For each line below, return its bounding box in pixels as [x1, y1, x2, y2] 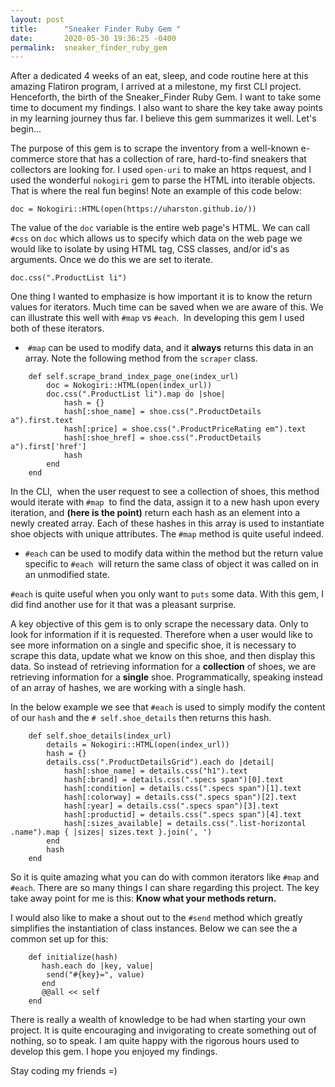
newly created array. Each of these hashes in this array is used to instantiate [10, 517, 325, 530]
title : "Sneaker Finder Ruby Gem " [10, 24, 182, 34]
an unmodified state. [24, 569, 110, 581]
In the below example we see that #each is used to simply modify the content [10, 701, 326, 713]
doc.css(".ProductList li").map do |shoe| [46, 389, 226, 400]
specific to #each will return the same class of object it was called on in [24, 558, 319, 570]
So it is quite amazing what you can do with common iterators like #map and [10, 871, 320, 883]
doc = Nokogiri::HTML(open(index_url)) [46, 381, 213, 391]
